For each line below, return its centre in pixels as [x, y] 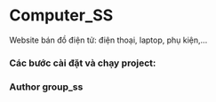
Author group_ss [46, 87]
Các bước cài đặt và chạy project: [83, 63]
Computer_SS [61, 16]
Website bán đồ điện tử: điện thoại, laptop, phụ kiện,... [108, 40]
